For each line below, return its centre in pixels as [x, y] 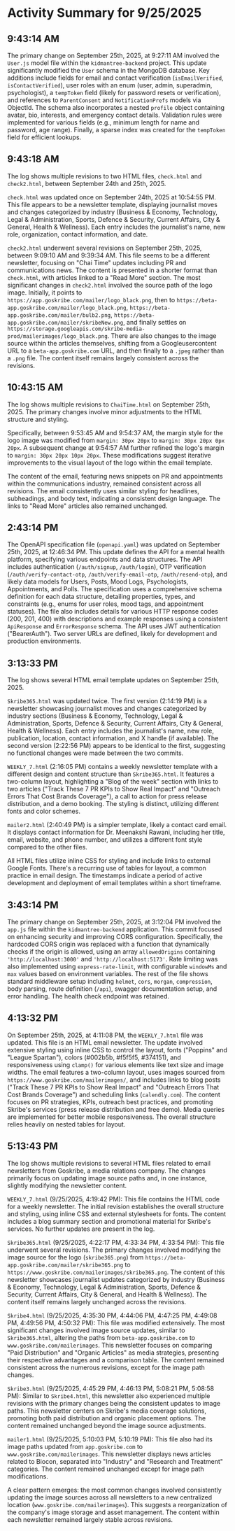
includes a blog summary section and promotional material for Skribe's [109, 1221]
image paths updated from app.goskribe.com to [75, 1446]
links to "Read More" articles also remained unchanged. [87, 506]
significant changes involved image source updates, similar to [96, 1330]
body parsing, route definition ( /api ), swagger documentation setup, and [112, 989]
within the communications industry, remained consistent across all [104, 484]
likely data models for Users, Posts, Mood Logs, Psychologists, [98, 581]
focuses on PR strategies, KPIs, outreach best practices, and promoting [110, 1102]
